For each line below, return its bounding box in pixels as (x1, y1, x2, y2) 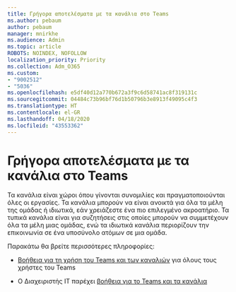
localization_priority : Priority (7, 57, 106, 64)
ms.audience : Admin (7, 37, 65, 44)
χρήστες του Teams (17, 263, 76, 272)
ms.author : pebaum (7, 17, 61, 24)
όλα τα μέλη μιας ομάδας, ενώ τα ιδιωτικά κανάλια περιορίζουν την (7, 221, 210, 230)
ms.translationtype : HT (7, 103, 78, 110)
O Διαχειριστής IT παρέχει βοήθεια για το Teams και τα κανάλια (17, 277, 208, 286)
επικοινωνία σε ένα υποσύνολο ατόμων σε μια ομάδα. (7, 228, 167, 237)
